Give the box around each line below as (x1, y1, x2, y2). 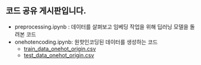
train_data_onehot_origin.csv (23, 45, 96, 52)
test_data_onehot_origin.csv (23, 51, 95, 59)
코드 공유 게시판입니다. (5, 5, 87, 16)
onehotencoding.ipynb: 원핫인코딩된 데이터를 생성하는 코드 (14, 38, 158, 46)
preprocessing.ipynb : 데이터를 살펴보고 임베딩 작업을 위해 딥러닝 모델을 (14, 23, 189, 30)
